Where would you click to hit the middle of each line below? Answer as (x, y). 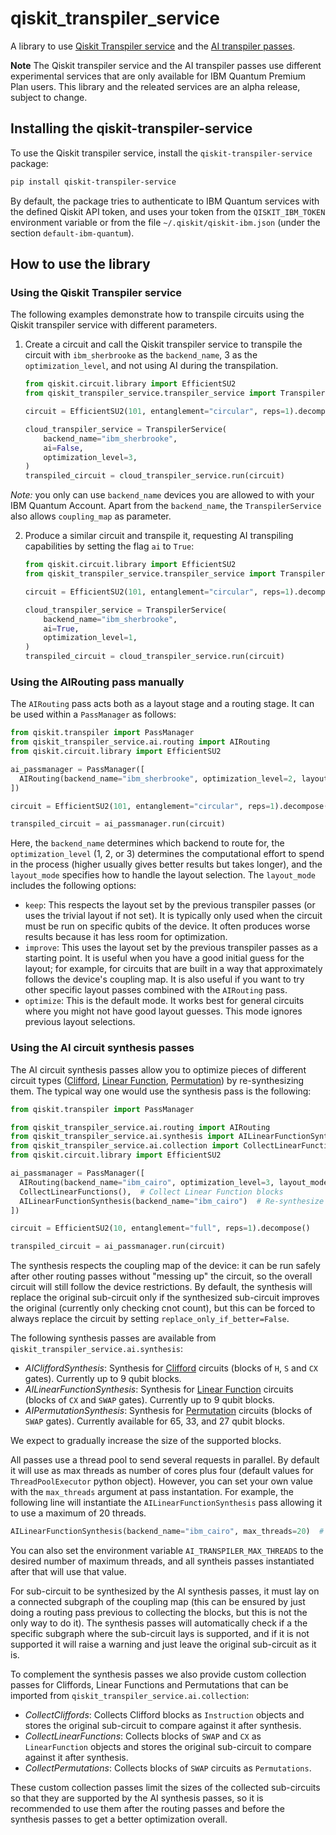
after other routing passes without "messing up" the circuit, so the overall (161, 1276)
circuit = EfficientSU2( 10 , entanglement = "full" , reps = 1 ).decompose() (160, 1228)
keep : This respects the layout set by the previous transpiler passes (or (170, 905)
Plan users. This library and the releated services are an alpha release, (155, 86)
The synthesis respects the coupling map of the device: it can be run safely (165, 1266)
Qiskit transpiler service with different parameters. (114, 325)
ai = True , (61, 628)
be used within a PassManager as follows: (93, 714)
